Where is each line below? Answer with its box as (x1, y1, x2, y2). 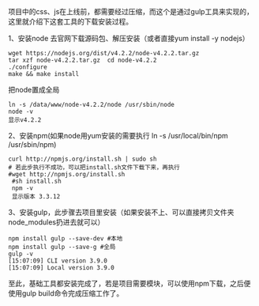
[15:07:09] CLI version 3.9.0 (8, 257, 108, 265)
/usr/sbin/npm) (8, 140, 57, 149)
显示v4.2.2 (8, 116, 42, 124)
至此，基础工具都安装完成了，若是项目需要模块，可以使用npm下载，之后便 (8, 279, 251, 288)
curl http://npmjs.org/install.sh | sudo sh (8, 155, 157, 163)
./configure (8, 63, 47, 71)
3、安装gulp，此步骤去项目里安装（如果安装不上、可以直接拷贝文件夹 (8, 208, 235, 217)
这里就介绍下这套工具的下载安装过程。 (8, 17, 133, 26)
